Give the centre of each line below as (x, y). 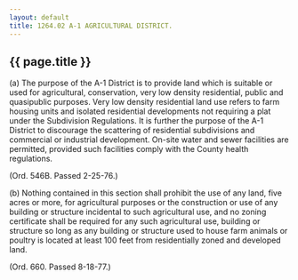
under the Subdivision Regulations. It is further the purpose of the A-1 (137, 121)
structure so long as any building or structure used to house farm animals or (149, 231)
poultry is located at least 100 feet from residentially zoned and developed (145, 240)
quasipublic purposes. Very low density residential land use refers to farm (145, 102)
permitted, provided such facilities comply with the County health (129, 149)
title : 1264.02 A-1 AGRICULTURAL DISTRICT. (91, 26)
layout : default (39, 17)
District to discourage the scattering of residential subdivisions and (132, 131)
